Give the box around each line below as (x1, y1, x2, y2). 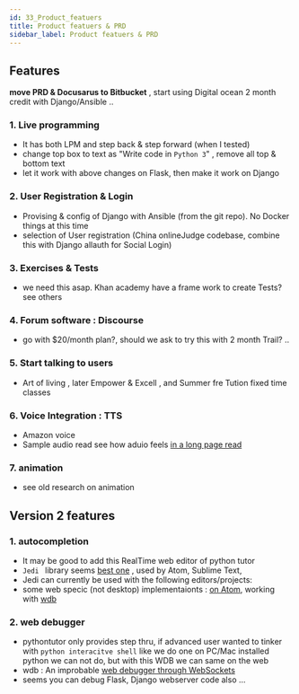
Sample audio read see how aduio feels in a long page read (22, 439, 242, 450)
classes (22, 387, 51, 398)
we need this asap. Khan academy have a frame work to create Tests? (22, 282, 283, 293)
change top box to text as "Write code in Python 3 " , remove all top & (22, 149, 277, 160)
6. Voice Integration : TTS (9, 409, 123, 422)
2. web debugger (9, 616, 85, 628)
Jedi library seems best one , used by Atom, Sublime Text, (22, 565, 242, 575)
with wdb (22, 593, 57, 604)
